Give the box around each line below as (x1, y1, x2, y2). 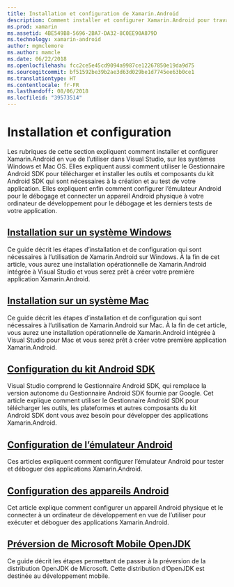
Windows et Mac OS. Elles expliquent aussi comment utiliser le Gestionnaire (7, 162, 225, 171)
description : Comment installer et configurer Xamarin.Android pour (7, 17, 210, 24)
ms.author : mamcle (7, 49, 61, 56)
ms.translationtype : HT (7, 75, 77, 82)
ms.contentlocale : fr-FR (7, 81, 79, 88)
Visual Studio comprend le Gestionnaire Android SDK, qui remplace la (7, 382, 207, 390)
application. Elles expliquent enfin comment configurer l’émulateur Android (7, 184, 221, 192)
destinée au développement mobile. (7, 572, 110, 580)
